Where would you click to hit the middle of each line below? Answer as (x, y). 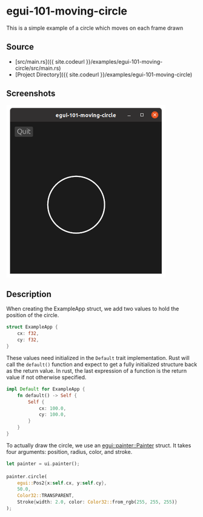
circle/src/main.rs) (38, 68)
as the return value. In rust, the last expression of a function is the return (97, 370)
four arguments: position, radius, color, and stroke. (69, 452)
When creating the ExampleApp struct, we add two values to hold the (93, 309)
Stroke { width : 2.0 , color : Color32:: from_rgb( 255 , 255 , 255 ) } (97, 502)
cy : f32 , (28, 340)
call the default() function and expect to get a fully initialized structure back (102, 364)
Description (29, 294)
